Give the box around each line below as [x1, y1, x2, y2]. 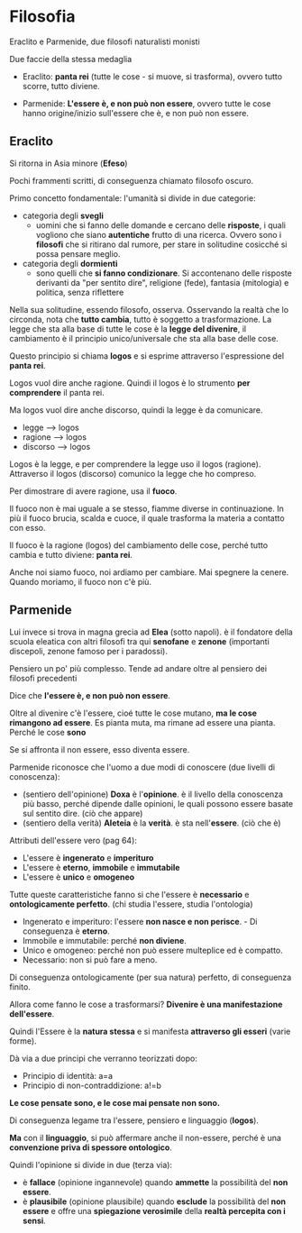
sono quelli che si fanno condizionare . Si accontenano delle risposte [35, 268, 293, 279]
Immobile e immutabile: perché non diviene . [22, 935, 187, 945]
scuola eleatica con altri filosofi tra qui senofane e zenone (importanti [9, 635, 270, 646]
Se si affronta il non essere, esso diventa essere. [9, 744, 190, 754]
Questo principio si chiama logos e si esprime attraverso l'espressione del [9, 350, 285, 361]
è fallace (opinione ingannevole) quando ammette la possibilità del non [22, 1176, 288, 1187]
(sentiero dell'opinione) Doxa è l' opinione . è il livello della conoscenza [22, 789, 284, 799]
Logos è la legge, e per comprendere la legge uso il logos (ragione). [9, 458, 261, 470]
